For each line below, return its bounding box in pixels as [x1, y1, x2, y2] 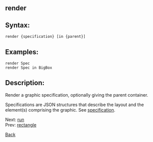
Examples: [5, 47, 39, 56]
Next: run [5, 117, 24, 123]
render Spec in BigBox [5, 65, 52, 70]
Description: [5, 79, 45, 87]
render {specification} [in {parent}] [5, 34, 86, 39]
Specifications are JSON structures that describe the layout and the [5, 102, 144, 108]
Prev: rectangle [5, 122, 36, 128]
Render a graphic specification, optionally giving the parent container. [5, 92, 149, 98]
